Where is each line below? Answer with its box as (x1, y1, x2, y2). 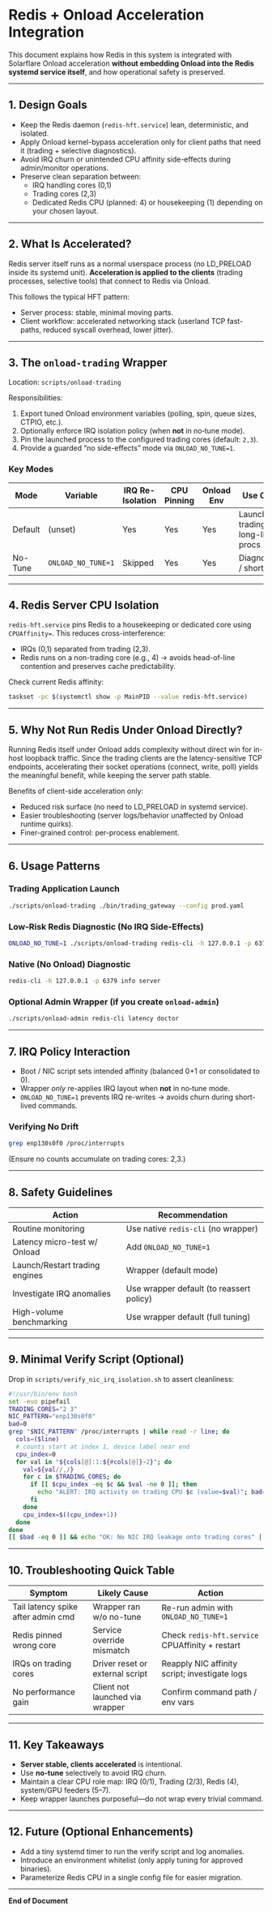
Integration (8, 23, 85, 41)
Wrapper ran (92, 1601, 141, 1612)
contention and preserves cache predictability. (19, 662, 176, 671)
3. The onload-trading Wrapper (8, 356, 168, 369)
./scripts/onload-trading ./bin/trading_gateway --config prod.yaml (8, 901, 244, 910)
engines (12, 1270, 43, 1281)
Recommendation (157, 1210, 228, 1221)
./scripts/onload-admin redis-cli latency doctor (8, 1015, 180, 1023)
